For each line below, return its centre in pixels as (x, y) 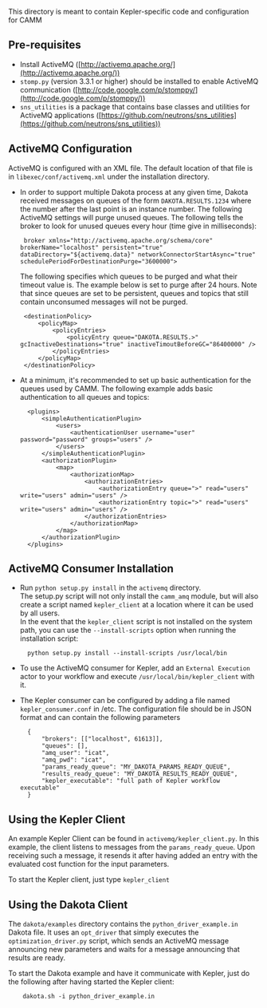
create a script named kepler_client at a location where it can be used (136, 605)
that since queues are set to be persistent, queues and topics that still (134, 293)
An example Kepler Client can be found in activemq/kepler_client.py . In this (134, 839)
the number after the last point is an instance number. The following (131, 209)
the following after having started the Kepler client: (91, 982)
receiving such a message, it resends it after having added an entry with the (133, 856)
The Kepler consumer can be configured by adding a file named (125, 701)
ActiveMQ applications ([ (61, 115)
